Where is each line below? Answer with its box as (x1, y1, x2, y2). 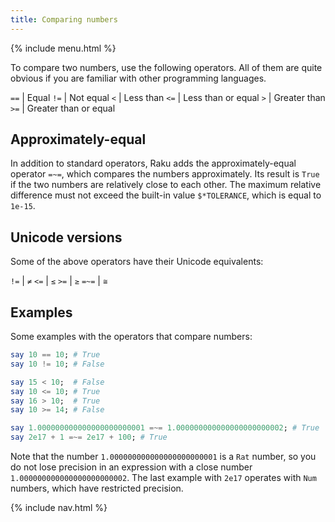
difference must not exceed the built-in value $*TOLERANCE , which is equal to (10, 189, 322, 201)
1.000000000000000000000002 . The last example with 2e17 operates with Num (10, 472, 317, 484)
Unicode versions (10, 229, 123, 246)
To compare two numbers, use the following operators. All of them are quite (10, 61, 323, 73)
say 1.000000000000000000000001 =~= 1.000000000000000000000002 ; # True (10, 423, 320, 433)
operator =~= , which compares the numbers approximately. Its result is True (10, 168, 320, 180)
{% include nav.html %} (10, 502, 108, 514)
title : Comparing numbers (10, 14, 118, 25)
